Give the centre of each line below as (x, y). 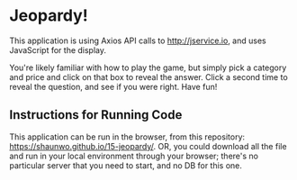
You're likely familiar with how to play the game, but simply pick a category (148, 67)
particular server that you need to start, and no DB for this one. (126, 165)
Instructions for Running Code (96, 115)
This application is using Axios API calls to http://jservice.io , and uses (138, 40)
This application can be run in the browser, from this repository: (127, 137)
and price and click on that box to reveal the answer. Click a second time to (148, 76)
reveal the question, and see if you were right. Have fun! (113, 86)
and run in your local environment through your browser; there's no (134, 156)
